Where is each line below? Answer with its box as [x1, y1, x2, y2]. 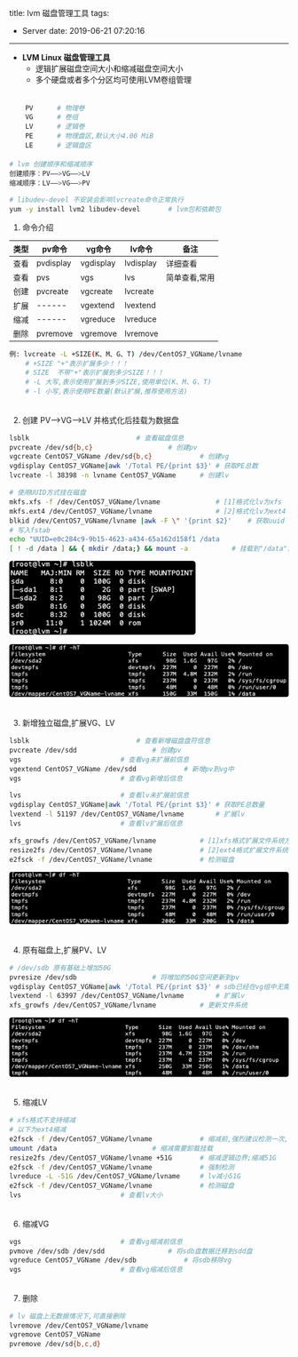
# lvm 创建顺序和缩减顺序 [9, 159, 93, 169]
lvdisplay [124, 258, 157, 268]
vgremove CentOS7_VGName [9, 1330, 101, 1339]
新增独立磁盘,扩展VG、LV [21, 718, 115, 729]
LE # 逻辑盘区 [25, 141, 91, 150]
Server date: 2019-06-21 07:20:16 [21, 26, 145, 36]
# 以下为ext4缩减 [9, 1125, 67, 1135]
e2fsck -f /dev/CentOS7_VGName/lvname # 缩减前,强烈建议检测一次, [9, 1134, 289, 1144]
